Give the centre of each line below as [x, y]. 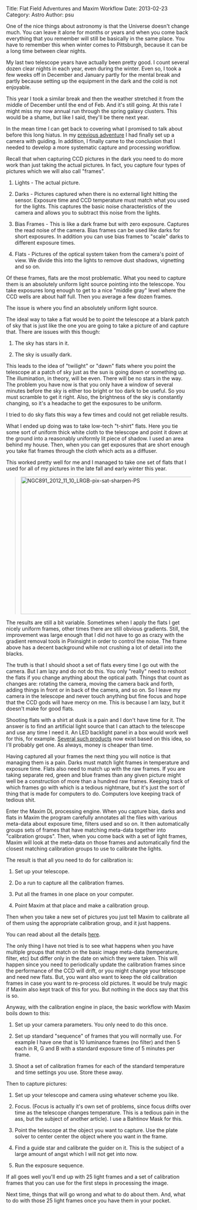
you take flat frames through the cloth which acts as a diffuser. [82, 451]
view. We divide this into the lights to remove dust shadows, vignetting [99, 260]
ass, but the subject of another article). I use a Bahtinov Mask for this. [98, 1119]
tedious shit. [21, 800]
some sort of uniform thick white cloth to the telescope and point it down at [97, 432]
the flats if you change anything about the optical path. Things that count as [98, 677]
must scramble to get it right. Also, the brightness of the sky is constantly [94, 397]
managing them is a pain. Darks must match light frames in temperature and [98, 762]
